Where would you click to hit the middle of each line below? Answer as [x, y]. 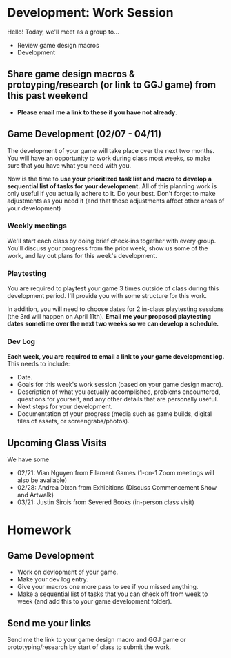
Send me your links [49, 623]
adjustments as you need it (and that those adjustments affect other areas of [116, 201]
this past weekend [48, 96]
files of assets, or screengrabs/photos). [73, 421]
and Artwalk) [35, 495]
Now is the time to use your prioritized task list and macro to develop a [110, 179]
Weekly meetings [37, 226]
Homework [39, 530]
